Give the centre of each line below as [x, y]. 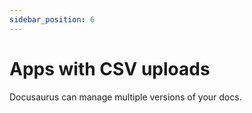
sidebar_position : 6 [52, 19]
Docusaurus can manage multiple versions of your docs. [125, 97]
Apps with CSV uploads [110, 68]
